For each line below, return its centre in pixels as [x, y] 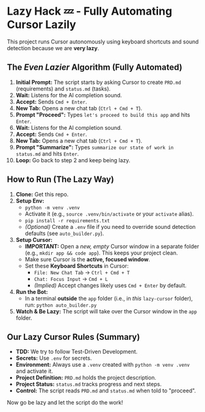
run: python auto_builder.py [61, 305]
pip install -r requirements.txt [67, 221]
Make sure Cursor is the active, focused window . [87, 259]
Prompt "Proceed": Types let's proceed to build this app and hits [103, 114]
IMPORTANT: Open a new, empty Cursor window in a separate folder [112, 246]
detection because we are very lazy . [53, 48]
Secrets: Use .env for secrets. [54, 358]
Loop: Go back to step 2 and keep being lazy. [73, 160]
